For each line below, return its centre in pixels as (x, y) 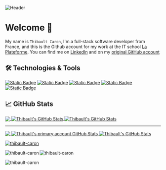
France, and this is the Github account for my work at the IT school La (76, 47)
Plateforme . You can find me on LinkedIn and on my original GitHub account (82, 52)
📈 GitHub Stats (29, 104)
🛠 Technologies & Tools (43, 68)
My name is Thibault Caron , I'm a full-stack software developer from (75, 41)
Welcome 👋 (29, 28)
